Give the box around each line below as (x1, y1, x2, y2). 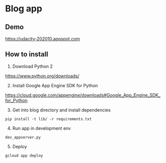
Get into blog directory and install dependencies (12, 107, 111, 113)
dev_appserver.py (5, 135, 41, 140)
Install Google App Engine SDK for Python (12, 82, 98, 88)
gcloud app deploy (5, 153, 43, 158)
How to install (5, 50, 49, 58)
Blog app (5, 3, 43, 14)
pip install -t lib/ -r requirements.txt (5, 116, 92, 121)
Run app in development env (12, 125, 71, 131)
